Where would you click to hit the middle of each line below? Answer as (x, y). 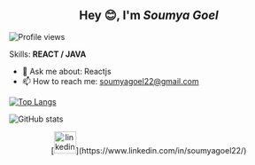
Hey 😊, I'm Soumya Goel (149, 16)
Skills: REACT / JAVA (48, 54)
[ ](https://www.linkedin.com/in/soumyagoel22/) (149, 150)
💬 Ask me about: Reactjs (67, 71)
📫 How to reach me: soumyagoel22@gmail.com (110, 81)
